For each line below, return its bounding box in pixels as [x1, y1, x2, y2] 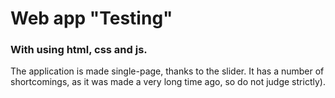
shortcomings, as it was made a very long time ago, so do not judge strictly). [10, 76, 326, 88]
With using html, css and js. [10, 43, 148, 57]
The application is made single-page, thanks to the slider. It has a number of [10, 65, 325, 77]
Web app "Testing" [10, 7, 173, 30]
